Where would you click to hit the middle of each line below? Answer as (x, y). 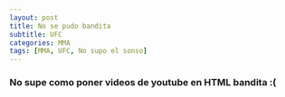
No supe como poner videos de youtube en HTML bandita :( (143, 83)
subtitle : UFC (36, 34)
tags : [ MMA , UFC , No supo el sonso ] (78, 51)
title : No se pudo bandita (60, 26)
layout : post (34, 18)
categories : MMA (40, 43)
